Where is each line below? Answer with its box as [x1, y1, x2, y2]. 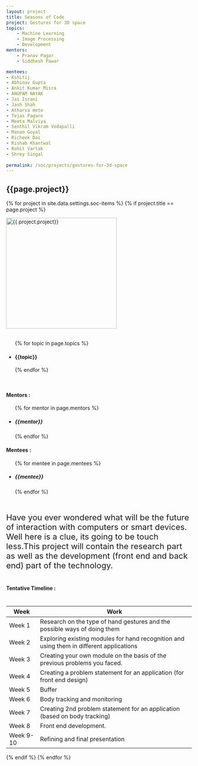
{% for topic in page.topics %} [14, 340, 89, 347]
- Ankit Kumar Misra [6, 85, 57, 92]
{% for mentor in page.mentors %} [14, 404, 99, 411]
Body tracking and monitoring [39, 695, 123, 703]
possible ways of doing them [39, 625, 120, 633]
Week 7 [9, 708, 31, 716]
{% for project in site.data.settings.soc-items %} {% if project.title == [6, 200, 174, 207]
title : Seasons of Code [6, 14, 65, 20]
